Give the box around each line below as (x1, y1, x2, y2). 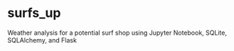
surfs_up (7, 5, 61, 21)
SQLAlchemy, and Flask (7, 35, 77, 44)
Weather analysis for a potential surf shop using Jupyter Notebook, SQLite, (7, 28, 228, 37)
